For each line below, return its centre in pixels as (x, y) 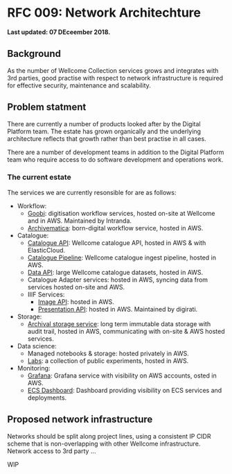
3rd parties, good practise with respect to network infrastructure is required (115, 78)
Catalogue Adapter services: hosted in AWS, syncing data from (118, 280)
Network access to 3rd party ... (52, 451)
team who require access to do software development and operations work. (115, 159)
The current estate (39, 177)
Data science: (37, 346)
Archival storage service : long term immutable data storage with (119, 323)
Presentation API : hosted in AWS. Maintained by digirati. (118, 309)
